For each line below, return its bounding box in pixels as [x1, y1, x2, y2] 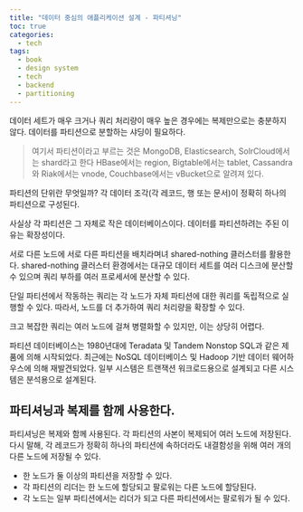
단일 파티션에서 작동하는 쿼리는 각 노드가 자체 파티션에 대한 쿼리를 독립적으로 [9, 290, 280, 301]
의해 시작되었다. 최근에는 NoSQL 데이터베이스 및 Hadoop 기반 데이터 [25, 351, 270, 362]
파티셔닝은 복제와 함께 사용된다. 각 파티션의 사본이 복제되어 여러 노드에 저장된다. [9, 429, 292, 440]
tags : [9, 47, 30, 56]
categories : [9, 30, 54, 39]
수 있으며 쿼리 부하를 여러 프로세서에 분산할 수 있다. [9, 270, 190, 281]
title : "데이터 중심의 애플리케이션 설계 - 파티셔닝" [9, 13, 183, 23]
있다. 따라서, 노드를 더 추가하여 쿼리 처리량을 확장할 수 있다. [35, 301, 246, 312]
